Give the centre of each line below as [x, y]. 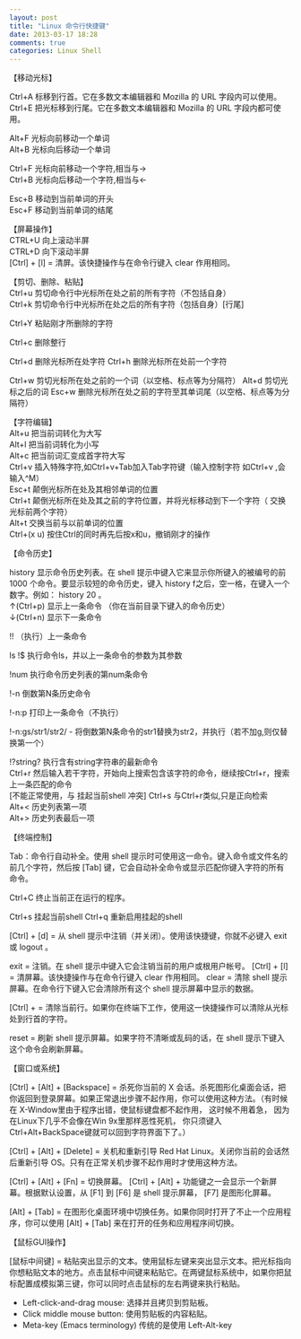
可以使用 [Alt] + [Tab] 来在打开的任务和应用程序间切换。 [136, 1223]
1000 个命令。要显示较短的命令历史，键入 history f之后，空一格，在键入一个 [150, 583]
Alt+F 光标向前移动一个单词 [60, 138]
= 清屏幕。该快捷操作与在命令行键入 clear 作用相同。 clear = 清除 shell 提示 [149, 977]
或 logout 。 [31, 947]
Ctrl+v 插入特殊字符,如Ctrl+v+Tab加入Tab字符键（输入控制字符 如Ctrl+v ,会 [147, 467]
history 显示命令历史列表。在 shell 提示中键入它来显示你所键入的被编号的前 [148, 573]
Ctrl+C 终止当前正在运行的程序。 [70, 897]
